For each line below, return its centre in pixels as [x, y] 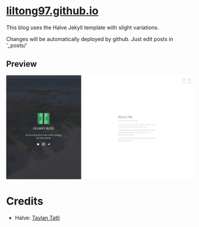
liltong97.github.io [52, 11]
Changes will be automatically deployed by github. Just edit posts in [90, 39]
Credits [25, 201]
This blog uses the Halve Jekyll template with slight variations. [83, 27]
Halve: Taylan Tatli [37, 217]
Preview [22, 64]
